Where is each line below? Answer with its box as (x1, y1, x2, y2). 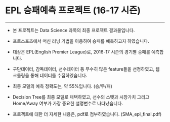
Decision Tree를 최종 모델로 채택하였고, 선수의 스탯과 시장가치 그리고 (12, 94, 150, 100)
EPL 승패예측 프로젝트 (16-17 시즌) (5, 5, 141, 16)
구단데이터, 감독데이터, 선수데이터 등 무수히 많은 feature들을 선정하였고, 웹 (12, 66, 160, 72)
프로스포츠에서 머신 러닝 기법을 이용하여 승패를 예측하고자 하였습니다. (12, 38, 149, 44)
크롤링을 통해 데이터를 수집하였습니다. (12, 72, 88, 78)
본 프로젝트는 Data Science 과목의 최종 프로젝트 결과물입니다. (12, 27, 135, 33)
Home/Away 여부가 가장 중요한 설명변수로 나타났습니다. (12, 100, 123, 106)
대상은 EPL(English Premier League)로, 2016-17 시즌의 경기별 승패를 (12, 49, 151, 55)
